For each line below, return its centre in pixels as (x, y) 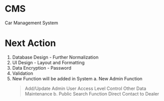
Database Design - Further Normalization (55, 57)
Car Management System (32, 23)
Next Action (31, 43)
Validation (23, 73)
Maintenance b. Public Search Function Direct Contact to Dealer (92, 93)
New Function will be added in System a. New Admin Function (77, 78)
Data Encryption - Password (42, 68)
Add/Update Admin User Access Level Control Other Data (85, 88)
